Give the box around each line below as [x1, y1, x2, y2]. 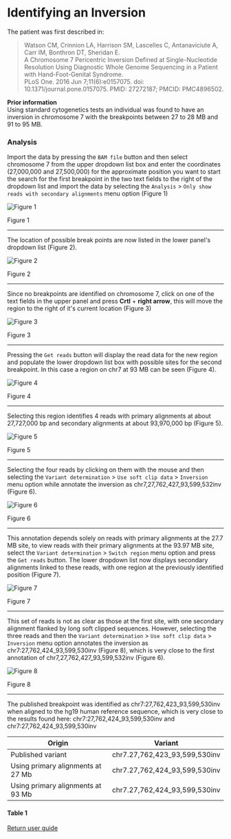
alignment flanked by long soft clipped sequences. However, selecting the [7, 624, 217, 633]
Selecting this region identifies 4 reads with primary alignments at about [7, 412, 211, 421]
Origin [47, 739, 69, 748]
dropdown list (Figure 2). [7, 243, 78, 252]
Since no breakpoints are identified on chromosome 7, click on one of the [7, 290, 214, 298]
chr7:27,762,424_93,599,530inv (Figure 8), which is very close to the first [7, 646, 215, 655]
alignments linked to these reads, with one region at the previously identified [7, 563, 223, 572]
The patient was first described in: [7, 28, 104, 36]
